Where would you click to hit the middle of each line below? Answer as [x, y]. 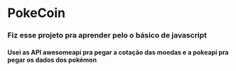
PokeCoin [37, 13]
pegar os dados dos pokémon [52, 60]
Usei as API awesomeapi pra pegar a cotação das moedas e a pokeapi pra [118, 52]
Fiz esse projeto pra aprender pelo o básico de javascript [107, 35]
